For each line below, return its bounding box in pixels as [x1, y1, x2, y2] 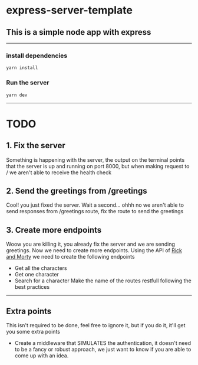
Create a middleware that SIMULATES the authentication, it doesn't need [14, 340, 192, 347]
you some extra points [6, 328, 61, 335]
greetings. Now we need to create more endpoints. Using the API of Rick [6, 247, 183, 254]
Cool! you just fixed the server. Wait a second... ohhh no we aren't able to [6, 201, 184, 208]
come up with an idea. [14, 352, 69, 359]
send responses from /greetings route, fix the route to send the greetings [6, 208, 184, 215]
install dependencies [6, 51, 68, 60]
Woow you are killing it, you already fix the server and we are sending [6, 240, 176, 248]
